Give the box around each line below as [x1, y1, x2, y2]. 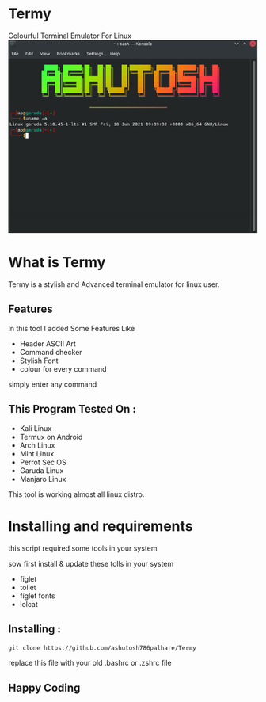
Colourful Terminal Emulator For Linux [8, 31, 132, 40]
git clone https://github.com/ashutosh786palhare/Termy [8, 644, 196, 652]
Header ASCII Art [19, 338, 77, 349]
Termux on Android [19, 432, 83, 441]
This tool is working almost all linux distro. [8, 489, 145, 499]
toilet [19, 582, 37, 592]
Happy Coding [8, 681, 81, 694]
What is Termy [8, 254, 106, 272]
